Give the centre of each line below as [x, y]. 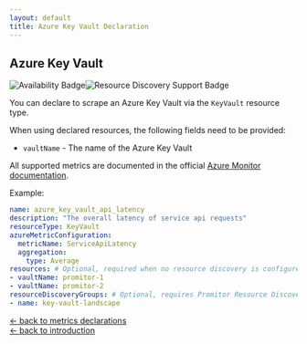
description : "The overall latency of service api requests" [128, 219]
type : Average [53, 261]
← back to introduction [53, 330]
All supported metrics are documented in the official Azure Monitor [135, 166]
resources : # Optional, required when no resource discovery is [134, 269]
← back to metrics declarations [68, 320]
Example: [27, 193]
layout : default [40, 18]
